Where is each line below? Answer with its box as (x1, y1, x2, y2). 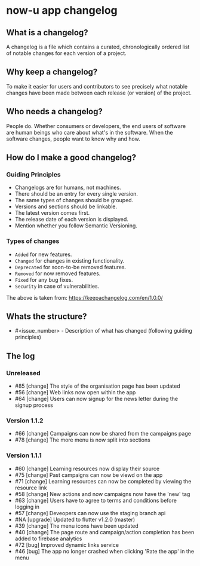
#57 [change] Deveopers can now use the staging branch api (14, 509, 166, 516)
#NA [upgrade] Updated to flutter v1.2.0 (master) (14, 516, 136, 523)
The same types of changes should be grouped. (14, 197, 134, 204)
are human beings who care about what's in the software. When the (6, 129, 173, 136)
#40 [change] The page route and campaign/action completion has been (14, 528, 195, 535)
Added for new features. (14, 251, 72, 258)
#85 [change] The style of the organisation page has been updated (14, 382, 180, 389)
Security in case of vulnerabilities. (14, 282, 100, 290)
